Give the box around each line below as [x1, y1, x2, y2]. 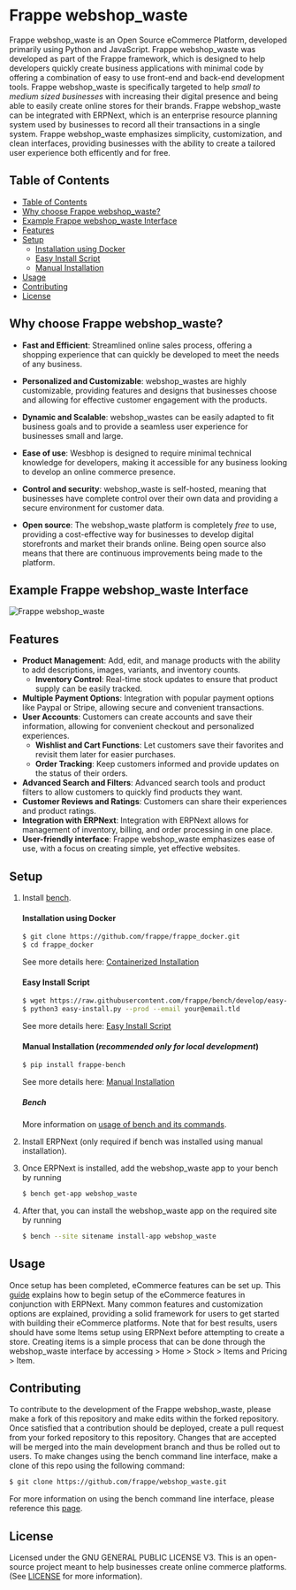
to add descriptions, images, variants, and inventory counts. [21, 664, 241, 675]
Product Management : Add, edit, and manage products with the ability [21, 656, 281, 666]
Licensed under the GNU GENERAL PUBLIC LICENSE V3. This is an [9, 1552, 254, 1563]
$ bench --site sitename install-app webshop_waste [21, 1232, 216, 1241]
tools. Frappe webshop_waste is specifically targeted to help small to [9, 81, 261, 92]
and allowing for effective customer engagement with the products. [21, 395, 268, 405]
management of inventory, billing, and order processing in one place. [21, 825, 274, 835]
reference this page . [9, 1503, 83, 1514]
